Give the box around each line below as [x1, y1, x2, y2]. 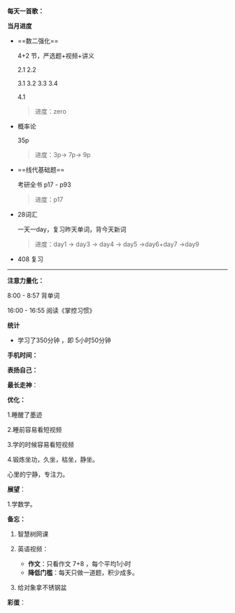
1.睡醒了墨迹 [7, 410, 43, 419]
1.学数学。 [7, 500, 36, 508]
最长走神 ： [7, 381, 38, 389]
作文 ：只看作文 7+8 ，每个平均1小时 [27, 560, 131, 567]
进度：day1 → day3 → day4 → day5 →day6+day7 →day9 [34, 240, 199, 248]
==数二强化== [17, 36, 59, 45]
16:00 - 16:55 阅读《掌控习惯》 [7, 306, 96, 314]
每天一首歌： [7, 7, 44, 15]
